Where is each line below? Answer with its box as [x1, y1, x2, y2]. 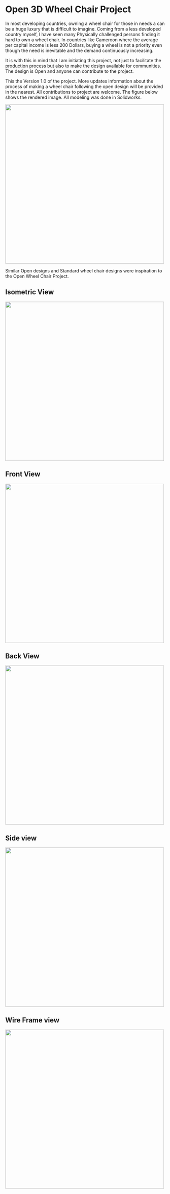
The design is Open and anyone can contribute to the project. [5, 68, 134, 74]
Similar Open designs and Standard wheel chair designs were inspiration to [5, 267, 162, 273]
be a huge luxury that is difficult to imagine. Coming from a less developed [5, 25, 161, 32]
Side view [5, 834, 37, 842]
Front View [5, 470, 41, 479]
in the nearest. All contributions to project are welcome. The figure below [5, 89, 158, 95]
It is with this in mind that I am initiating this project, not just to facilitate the [5, 57, 161, 63]
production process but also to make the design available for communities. [5, 63, 161, 69]
